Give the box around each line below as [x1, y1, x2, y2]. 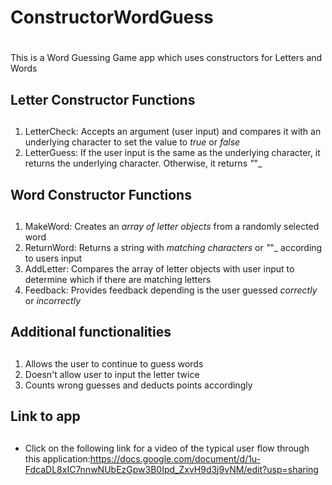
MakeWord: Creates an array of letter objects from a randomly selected [24, 220, 320, 232]
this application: [24, 452, 91, 465]
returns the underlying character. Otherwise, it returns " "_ [24, 157, 263, 170]
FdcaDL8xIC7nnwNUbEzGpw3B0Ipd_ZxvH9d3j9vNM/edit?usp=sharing [24, 463, 319, 475]
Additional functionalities [10, 324, 172, 341]
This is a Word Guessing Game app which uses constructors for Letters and [10, 52, 323, 64]
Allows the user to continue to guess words [24, 357, 204, 370]
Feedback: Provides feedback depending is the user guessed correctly [24, 284, 318, 296]
